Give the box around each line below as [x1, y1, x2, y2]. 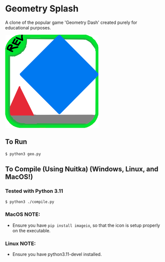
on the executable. [12, 227, 51, 234]
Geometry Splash [5, 3, 79, 14]
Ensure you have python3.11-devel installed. [12, 252, 102, 258]
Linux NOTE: [5, 240, 36, 247]
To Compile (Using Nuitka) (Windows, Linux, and [5, 165, 159, 174]
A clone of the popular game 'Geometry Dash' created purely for [5, 19, 138, 25]
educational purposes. [5, 24, 51, 30]
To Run [5, 138, 27, 146]
